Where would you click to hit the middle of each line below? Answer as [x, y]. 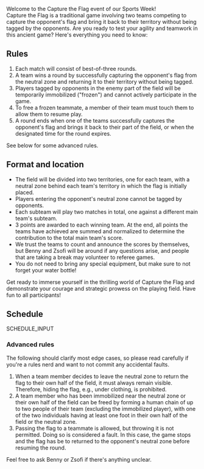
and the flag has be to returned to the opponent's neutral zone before [102, 441]
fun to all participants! [34, 295]
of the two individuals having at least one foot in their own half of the [101, 415]
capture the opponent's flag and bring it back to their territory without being [101, 22]
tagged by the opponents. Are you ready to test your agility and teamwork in [102, 28]
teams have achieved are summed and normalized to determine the [100, 231]
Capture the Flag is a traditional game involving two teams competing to [97, 15]
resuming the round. [40, 448]
